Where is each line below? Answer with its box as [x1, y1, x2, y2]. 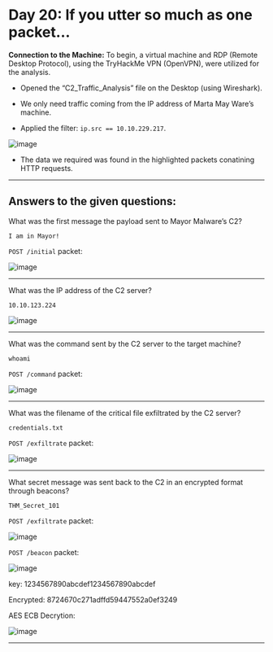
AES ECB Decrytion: [8, 610, 76, 620]
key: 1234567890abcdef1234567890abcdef [8, 579, 156, 589]
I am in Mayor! [8, 232, 60, 240]
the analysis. [8, 67, 51, 77]
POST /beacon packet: [8, 547, 80, 557]
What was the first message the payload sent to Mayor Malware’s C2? [8, 216, 242, 225]
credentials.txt [8, 423, 63, 432]
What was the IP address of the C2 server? [8, 285, 153, 295]
